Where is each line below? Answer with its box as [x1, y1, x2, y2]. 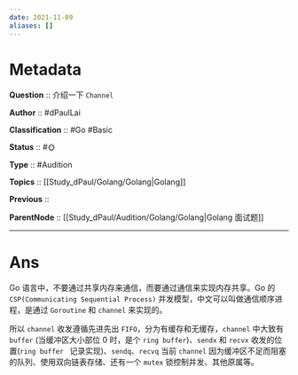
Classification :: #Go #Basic [9, 125, 114, 136]
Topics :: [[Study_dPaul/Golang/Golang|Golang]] [9, 176, 186, 187]
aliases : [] [9, 21, 53, 30]
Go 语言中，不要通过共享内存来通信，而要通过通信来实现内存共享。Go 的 [9, 283, 276, 293]
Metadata [9, 59, 82, 80]
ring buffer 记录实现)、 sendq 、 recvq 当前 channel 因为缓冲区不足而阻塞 [20, 346, 286, 356]
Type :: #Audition [9, 160, 73, 170]
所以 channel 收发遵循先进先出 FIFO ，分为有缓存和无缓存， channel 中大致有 [9, 324, 284, 334]
